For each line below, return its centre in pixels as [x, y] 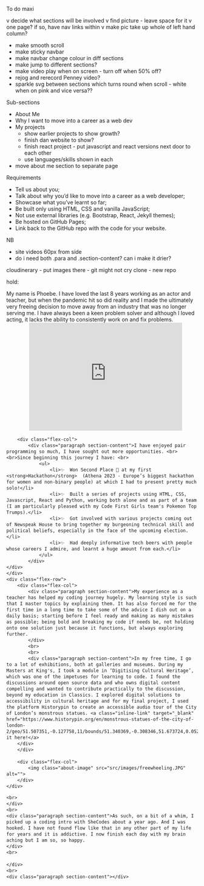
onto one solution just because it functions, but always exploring [95, 628]
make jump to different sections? [56, 65]
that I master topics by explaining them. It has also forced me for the [102, 604]
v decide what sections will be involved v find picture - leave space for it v [99, 20]
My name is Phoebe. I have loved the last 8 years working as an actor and [99, 294]
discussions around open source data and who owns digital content [93, 683]
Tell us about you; [37, 189]
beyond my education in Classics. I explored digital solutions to [93, 695]
